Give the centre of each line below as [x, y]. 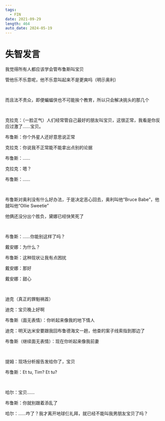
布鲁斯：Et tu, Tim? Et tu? [31, 372]
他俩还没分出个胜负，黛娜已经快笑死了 [44, 216]
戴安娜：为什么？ [23, 247]
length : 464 [17, 24]
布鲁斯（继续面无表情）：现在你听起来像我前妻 [52, 341]
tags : [11, 10]
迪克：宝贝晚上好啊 [25, 310]
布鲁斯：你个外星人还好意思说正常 [40, 137]
